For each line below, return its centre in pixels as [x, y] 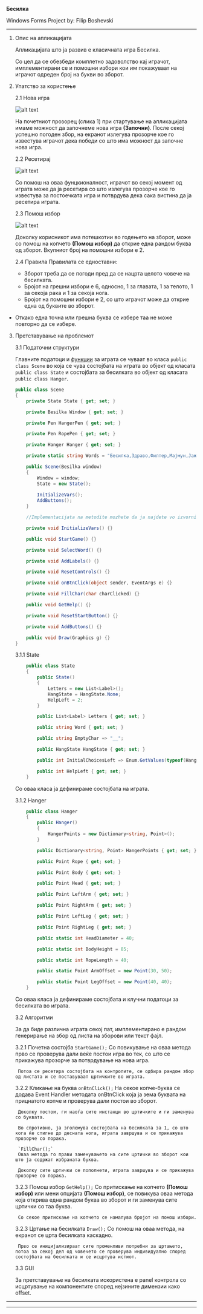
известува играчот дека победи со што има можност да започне [99, 141]
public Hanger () [57, 823]
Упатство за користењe [45, 86]
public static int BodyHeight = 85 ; [83, 949]
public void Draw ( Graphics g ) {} [68, 638]
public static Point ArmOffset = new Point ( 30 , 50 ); [105, 971]
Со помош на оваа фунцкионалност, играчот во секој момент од [98, 182]
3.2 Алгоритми [34, 1017]
